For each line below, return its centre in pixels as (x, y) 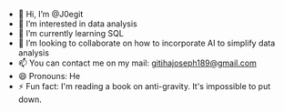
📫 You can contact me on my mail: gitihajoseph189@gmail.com (137, 63)
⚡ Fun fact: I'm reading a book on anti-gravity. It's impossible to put (144, 86)
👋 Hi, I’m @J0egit (51, 14)
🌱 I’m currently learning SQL (71, 33)
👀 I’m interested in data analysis (78, 24)
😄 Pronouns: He (49, 76)
